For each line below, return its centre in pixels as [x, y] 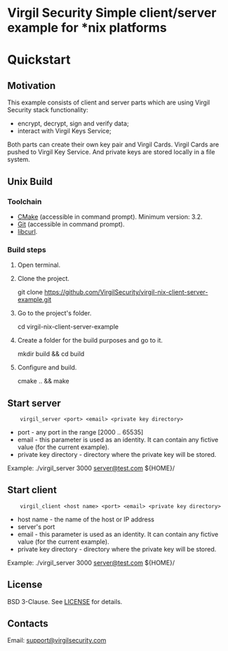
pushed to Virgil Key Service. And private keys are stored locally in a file [111, 152]
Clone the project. [43, 279]
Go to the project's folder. [54, 313]
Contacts [28, 624]
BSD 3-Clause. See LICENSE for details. [65, 601]
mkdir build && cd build [51, 354]
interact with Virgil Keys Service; [64, 131]
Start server [34, 403]
